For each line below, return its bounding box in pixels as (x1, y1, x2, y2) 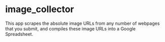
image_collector (5, 4, 74, 15)
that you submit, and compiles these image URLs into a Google (5, 25, 136, 31)
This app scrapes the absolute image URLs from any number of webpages (5, 20, 160, 26)
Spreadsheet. (5, 31, 33, 37)
